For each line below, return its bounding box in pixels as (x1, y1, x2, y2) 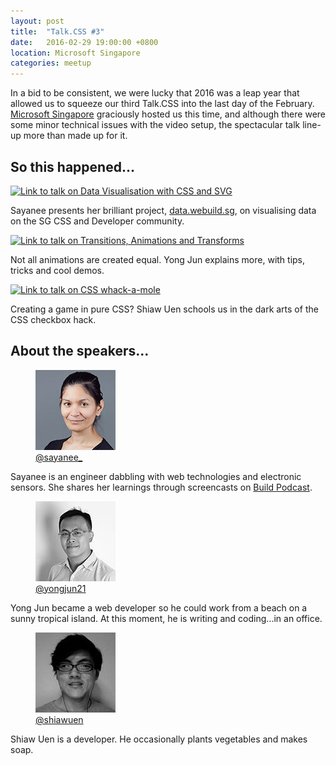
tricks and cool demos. (10, 264, 105, 276)
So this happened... (10, 158, 135, 175)
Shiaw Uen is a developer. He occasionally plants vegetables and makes (10, 733, 308, 745)
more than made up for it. (23, 130, 128, 142)
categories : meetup (10, 58, 92, 69)
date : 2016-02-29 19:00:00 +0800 (10, 37, 159, 47)
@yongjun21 (35, 582, 87, 594)
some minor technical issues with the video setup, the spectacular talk (10, 119, 301, 131)
